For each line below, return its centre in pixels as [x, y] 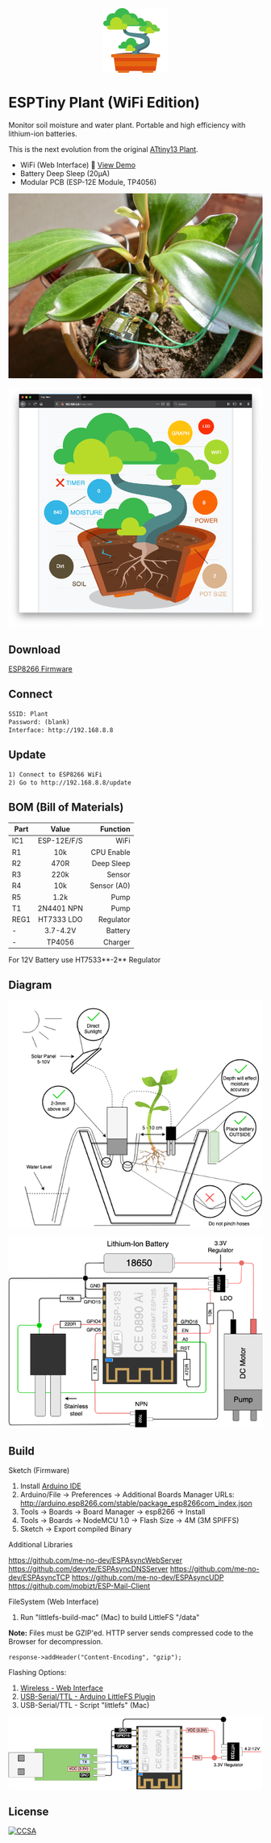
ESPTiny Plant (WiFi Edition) [104, 103]
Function [115, 829]
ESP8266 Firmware [40, 669]
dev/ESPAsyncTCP [39, 1578]
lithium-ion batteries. [43, 133]
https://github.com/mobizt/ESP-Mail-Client [79, 1586]
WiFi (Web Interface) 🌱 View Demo [77, 165]
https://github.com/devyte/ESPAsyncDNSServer [88, 1569]
